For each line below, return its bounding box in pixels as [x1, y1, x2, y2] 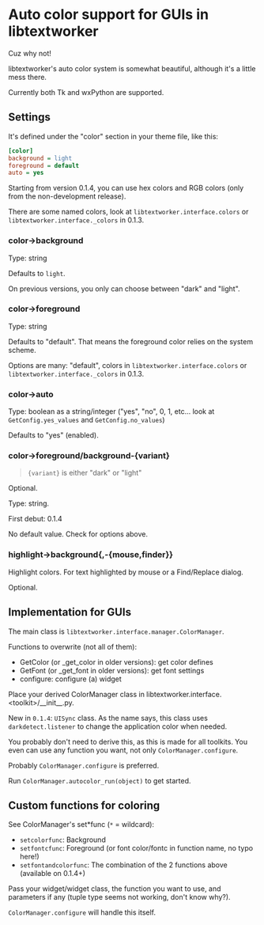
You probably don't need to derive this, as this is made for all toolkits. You [8, 737, 247, 746]
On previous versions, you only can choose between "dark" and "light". [8, 283, 240, 294]
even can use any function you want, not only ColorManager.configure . [8, 745, 239, 755]
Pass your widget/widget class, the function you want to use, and [8, 884, 221, 893]
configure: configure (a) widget [19, 674, 123, 684]
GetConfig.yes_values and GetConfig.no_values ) [8, 415, 165, 425]
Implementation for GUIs [8, 605, 132, 619]
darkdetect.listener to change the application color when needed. [8, 722, 228, 731]
